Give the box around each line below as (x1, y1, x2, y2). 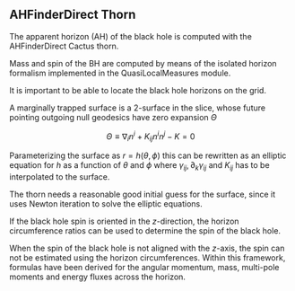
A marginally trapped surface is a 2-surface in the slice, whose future (9, 102, 266, 113)
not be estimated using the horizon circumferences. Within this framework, (9, 252, 286, 263)
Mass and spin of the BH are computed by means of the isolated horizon (9, 57, 277, 68)
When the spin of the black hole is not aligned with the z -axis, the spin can (9, 242, 285, 254)
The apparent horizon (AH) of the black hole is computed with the (9, 31, 253, 41)
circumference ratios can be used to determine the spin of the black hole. (9, 225, 281, 236)
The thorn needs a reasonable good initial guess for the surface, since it (9, 189, 276, 200)
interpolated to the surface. (9, 172, 110, 182)
